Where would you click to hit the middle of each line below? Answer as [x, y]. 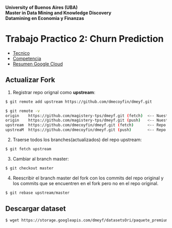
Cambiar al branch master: [41, 158]
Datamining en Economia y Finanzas [45, 18]
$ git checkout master [29, 168]
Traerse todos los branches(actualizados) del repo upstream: [77, 140]
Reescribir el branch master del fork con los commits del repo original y [88, 178]
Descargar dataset [36, 209]
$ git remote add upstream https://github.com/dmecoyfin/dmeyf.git [79, 102]
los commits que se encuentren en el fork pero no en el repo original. [85, 183]
